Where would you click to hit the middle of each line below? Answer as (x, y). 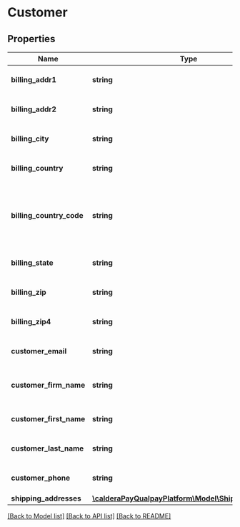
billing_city (30, 139)
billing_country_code (47, 215)
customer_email (39, 351)
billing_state (32, 263)
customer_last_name (47, 448)
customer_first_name (48, 419)
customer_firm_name (48, 385)
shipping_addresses (46, 498)
